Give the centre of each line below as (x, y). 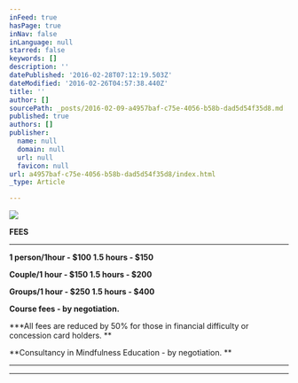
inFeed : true (33, 17)
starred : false (37, 51)
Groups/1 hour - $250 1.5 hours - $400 (82, 292)
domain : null (41, 149)
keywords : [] (33, 59)
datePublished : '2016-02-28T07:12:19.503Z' (91, 75)
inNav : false (33, 34)
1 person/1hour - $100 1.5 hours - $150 (81, 257)
